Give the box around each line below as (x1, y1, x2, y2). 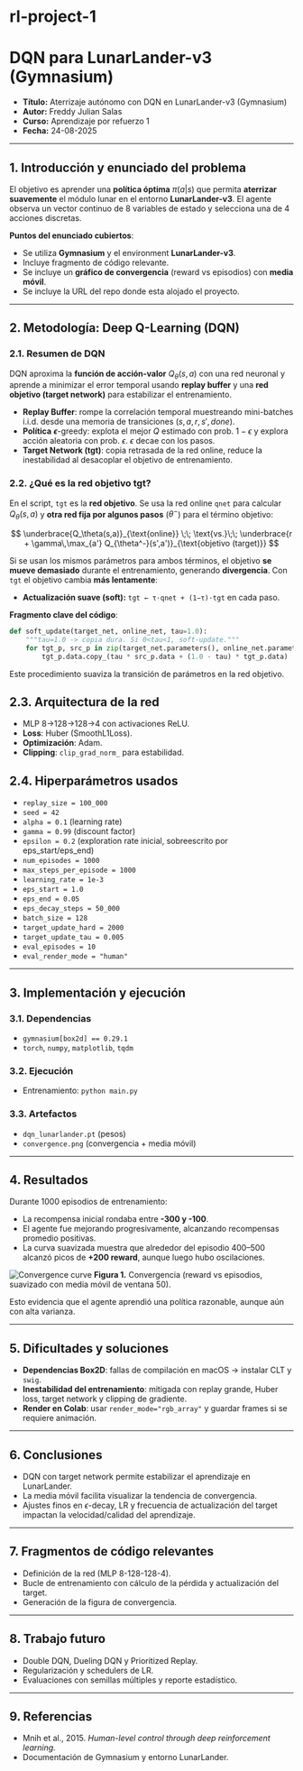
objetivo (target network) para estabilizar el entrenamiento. (9, 390, 233, 400)
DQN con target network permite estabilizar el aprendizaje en (22, 1472, 251, 1482)
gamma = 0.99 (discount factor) (22, 826, 136, 837)
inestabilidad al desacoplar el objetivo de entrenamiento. (22, 454, 233, 465)
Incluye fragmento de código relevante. (22, 257, 170, 268)
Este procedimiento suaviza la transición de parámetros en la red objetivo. (9, 668, 285, 679)
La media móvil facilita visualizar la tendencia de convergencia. (22, 1491, 257, 1501)
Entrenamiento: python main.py (22, 1085, 138, 1097)
